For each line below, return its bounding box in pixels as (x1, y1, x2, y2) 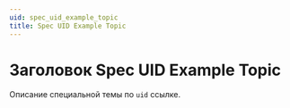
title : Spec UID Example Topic (9, 21, 127, 30)
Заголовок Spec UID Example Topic (9, 60, 281, 80)
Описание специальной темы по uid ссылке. (9, 89, 181, 100)
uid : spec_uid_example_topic (9, 12, 119, 22)
